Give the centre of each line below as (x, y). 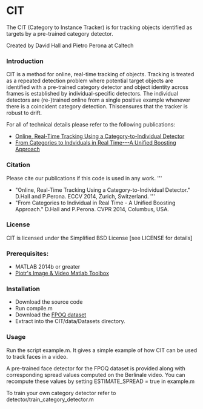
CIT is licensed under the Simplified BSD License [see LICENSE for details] (99, 238)
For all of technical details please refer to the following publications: (91, 125)
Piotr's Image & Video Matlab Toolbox (62, 273)
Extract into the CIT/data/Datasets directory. (70, 321)
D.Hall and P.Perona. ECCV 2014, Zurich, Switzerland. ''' (85, 196)
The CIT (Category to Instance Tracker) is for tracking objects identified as (99, 27)
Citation (18, 165)
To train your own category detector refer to (61, 393)
